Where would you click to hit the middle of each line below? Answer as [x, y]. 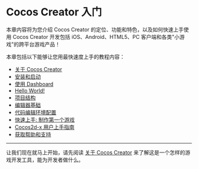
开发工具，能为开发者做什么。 [47, 160]
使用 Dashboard [34, 84]
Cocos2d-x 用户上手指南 [44, 127]
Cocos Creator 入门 [54, 12]
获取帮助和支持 [33, 134]
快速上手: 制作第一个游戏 [44, 120]
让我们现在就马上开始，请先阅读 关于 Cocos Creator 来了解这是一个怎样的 [96, 152]
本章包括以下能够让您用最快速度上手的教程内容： [65, 57]
